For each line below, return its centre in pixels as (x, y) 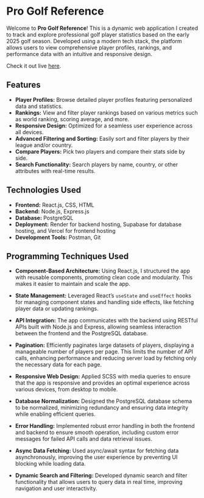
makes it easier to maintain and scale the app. (73, 284)
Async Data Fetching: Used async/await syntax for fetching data (97, 451)
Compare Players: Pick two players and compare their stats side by (100, 151)
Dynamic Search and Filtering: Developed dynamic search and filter (101, 475)
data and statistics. (39, 106)
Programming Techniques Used (68, 256)
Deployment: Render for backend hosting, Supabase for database (98, 224)
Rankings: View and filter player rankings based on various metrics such (106, 112)
